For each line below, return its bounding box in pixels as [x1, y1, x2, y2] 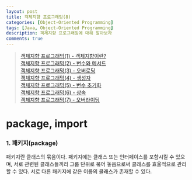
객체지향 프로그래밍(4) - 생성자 [20, 74, 91, 81]
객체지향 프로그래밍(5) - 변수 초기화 [20, 82, 102, 88]
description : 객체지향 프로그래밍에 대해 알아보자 [6, 30, 112, 36]
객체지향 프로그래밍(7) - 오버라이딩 [20, 96, 100, 103]
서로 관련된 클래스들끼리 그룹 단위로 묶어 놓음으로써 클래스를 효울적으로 [13, 161, 176, 168]
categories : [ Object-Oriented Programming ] [6, 19, 114, 25]
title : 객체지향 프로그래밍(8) [6, 14, 71, 20]
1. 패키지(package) [6, 139, 58, 147]
